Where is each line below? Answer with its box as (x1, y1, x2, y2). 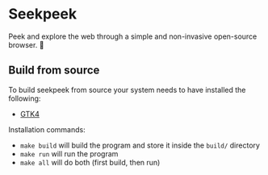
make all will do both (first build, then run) (19, 157, 161, 167)
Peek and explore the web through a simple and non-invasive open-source (8, 31, 258, 41)
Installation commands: (8, 124, 86, 134)
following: (8, 94, 41, 103)
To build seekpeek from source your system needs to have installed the (8, 85, 246, 94)
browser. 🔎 (8, 40, 44, 49)
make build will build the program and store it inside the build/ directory (19, 140, 261, 150)
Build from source (8, 64, 100, 77)
